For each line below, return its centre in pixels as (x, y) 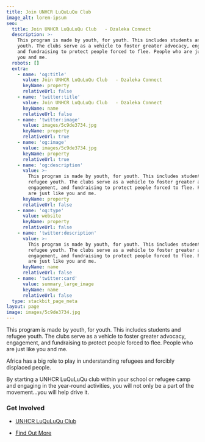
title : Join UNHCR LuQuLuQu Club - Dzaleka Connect (81, 29)
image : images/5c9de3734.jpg (43, 312)
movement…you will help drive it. (48, 392)
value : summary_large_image (58, 284)
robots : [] (26, 63)
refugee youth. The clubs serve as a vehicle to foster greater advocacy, (96, 336)
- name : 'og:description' (50, 165)
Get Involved (26, 408)
